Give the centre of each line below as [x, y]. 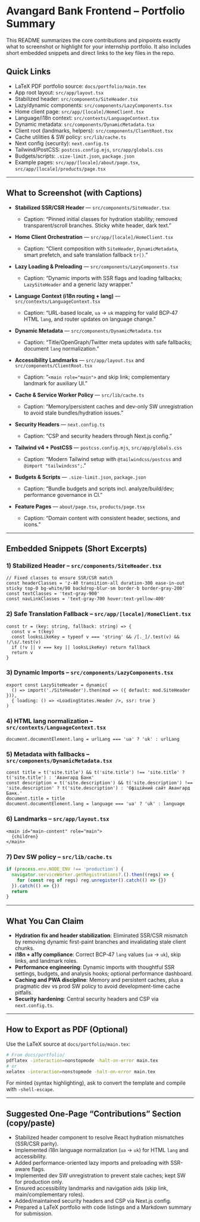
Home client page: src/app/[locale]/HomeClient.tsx [79, 111]
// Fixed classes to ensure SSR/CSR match [60, 578]
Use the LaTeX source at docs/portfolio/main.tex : [68, 1044]
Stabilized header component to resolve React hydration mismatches [99, 1137]
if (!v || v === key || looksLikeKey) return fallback [81, 647]
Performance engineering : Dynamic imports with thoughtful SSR [95, 967]
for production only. [39, 1182]
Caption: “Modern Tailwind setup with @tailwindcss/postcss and [103, 459]
